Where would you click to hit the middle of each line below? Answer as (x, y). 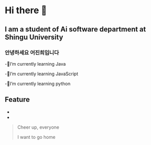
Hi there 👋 (26, 10)
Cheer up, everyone (38, 127)
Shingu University (34, 37)
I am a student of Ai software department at (75, 29)
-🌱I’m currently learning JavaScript (42, 74)
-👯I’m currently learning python (38, 83)
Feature (17, 99)
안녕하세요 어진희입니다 (32, 52)
